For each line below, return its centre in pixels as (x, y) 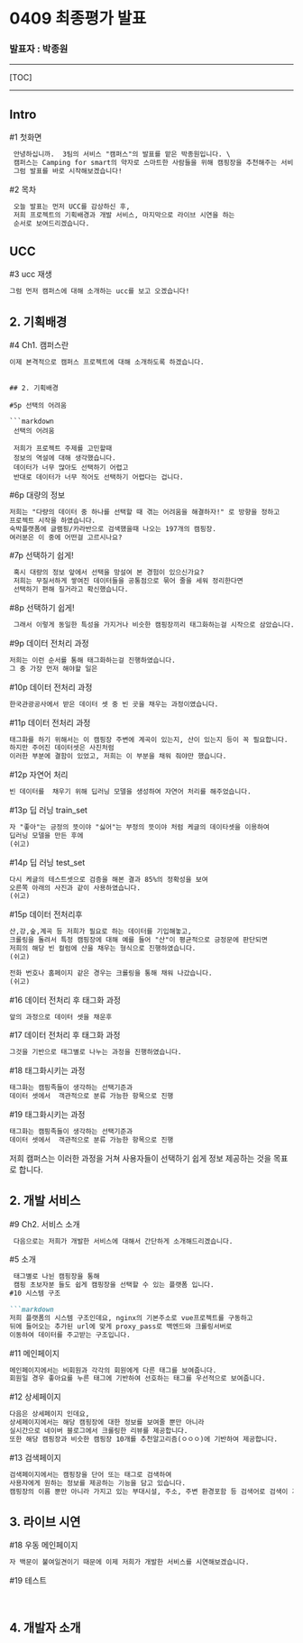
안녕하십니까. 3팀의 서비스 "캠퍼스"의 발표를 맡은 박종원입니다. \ (122, 154)
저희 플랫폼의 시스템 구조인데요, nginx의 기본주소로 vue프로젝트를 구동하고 (131, 1317)
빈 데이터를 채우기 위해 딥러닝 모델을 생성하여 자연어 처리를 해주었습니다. (130, 792)
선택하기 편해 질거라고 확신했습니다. (71, 590)
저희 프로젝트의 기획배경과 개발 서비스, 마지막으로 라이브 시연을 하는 (124, 215)
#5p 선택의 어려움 (38, 405)
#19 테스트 (28, 1581)
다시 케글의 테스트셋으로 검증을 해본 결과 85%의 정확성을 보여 (109, 879)
